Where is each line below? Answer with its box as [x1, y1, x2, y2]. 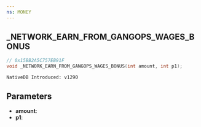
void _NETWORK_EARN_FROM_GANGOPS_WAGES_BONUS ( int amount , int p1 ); [6, 63, 183, 69]
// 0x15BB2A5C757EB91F [6, 58, 65, 64]
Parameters [6, 91, 52, 101]
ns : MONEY [6, 9, 32, 15]
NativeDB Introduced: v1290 [6, 74, 79, 80]
